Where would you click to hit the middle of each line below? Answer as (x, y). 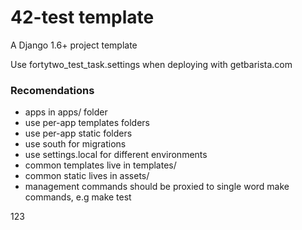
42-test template (82, 17)
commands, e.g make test (78, 197)
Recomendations (52, 90)
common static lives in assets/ (87, 176)
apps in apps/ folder (66, 112)
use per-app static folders (78, 133)
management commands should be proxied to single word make (157, 187)
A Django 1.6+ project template (74, 45)
